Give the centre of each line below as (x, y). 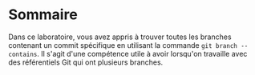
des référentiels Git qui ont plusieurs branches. (86, 62)
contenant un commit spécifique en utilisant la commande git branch (123, 45)
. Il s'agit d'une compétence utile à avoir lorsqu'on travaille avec (142, 53)
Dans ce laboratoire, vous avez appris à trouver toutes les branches (120, 37)
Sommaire (43, 15)
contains (23, 54)
